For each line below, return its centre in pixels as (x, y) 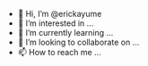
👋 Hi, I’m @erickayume (60, 14)
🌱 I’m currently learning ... (65, 33)
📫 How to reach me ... (59, 52)
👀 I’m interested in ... (56, 23)
